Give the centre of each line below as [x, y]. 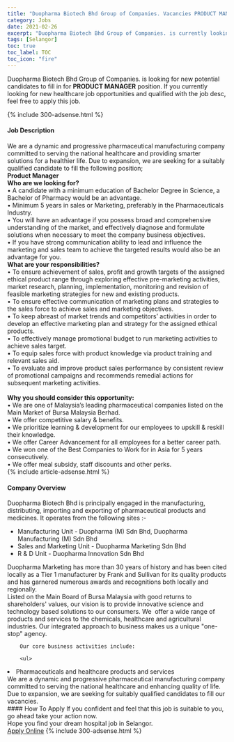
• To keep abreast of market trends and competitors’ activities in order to [112, 316]
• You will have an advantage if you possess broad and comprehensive [109, 219]
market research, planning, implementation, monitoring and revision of [108, 286]
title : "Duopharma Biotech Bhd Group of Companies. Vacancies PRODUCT [112, 14]
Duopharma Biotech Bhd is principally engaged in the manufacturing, [106, 503]
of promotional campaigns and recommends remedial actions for [100, 375]
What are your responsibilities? [53, 264]
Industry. [20, 212]
